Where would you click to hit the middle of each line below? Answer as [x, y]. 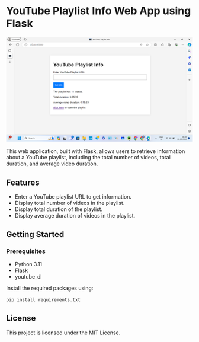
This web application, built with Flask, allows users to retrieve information [96, 151]
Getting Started [35, 234]
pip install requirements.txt [44, 300]
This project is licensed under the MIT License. [63, 333]
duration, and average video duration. [52, 164]
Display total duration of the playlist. [59, 209]
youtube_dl [28, 276]
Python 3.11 [28, 264]
